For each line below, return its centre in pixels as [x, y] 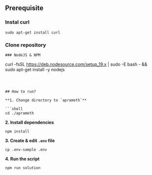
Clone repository [26, 45]
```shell [14, 109]
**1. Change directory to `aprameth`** [46, 100]
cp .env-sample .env [26, 150]
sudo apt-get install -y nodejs [35, 69]
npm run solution [23, 168]
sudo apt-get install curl [33, 32]
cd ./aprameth [20, 113]
